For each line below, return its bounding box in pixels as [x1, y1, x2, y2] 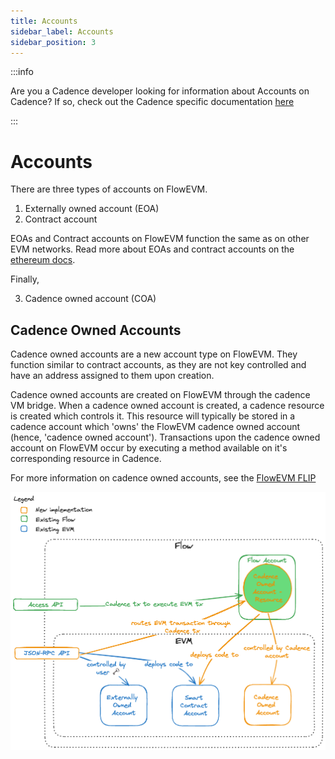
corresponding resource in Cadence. [10, 453, 162, 465]
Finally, [10, 273, 40, 285]
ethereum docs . [10, 254, 76, 266]
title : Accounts [10, 16, 78, 26]
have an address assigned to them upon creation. [10, 370, 215, 382]
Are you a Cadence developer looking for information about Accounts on [10, 85, 310, 97]
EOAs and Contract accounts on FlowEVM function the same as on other [10, 233, 310, 245]
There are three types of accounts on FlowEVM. [10, 183, 208, 195]
